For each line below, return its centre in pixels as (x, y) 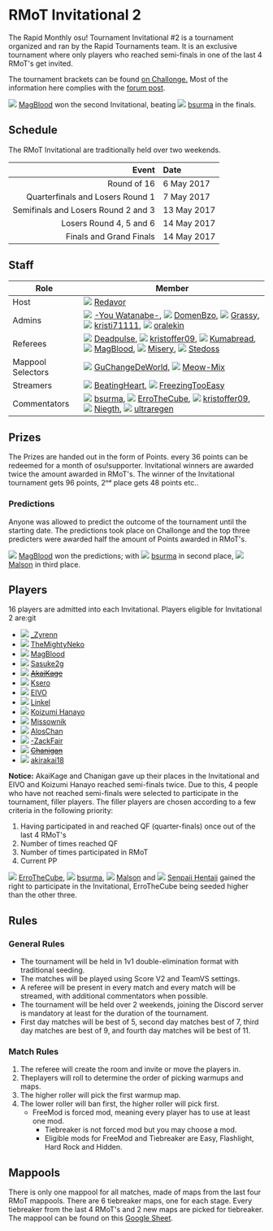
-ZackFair (47, 741)
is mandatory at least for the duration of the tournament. (114, 1013)
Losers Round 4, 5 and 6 (108, 223)
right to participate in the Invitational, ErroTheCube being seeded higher (129, 886)
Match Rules (34, 1052)
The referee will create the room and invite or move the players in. (130, 1069)
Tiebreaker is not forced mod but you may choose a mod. (141, 1130)
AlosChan (47, 731)
